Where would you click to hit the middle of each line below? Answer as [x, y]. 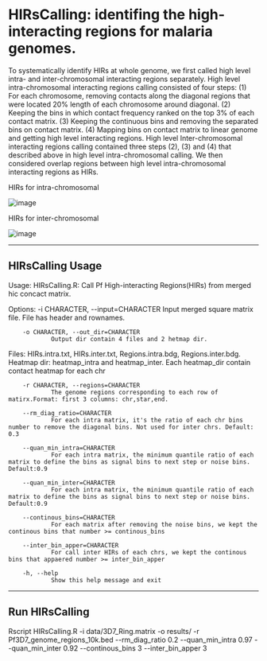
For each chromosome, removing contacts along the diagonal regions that [129, 95]
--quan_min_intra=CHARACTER [69, 448]
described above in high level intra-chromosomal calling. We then [116, 155]
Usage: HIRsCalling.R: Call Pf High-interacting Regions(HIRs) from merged [130, 285]
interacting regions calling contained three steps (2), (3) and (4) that [120, 146]
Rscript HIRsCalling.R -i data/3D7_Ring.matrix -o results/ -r [104, 631]
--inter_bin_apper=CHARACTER [71, 545]
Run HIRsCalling [49, 612]
